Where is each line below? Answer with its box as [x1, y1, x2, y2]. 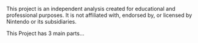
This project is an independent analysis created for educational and [6, 5, 175, 12]
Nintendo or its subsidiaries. [6, 18, 77, 25]
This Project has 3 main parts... [6, 30, 85, 37]
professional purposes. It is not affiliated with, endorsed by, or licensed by [6, 12, 193, 19]
